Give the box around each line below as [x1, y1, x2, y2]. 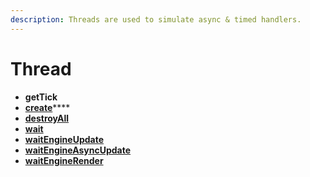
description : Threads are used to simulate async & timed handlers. [10, 14, 302, 25]
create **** [24, 101, 71, 113]
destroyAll [24, 112, 70, 124]
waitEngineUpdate [24, 133, 105, 145]
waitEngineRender [24, 154, 104, 166]
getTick [24, 91, 58, 103]
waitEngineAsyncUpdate [24, 144, 132, 156]
